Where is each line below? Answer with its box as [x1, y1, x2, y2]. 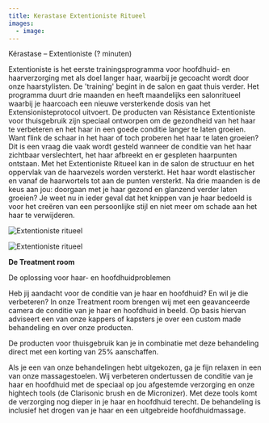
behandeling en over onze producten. [8, 323, 133, 333]
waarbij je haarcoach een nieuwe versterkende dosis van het [8, 98, 211, 109]
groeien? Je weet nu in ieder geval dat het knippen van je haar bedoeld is [8, 193, 253, 203]
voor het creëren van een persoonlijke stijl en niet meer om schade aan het [8, 202, 258, 211]
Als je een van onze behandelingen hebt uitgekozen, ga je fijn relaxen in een [8, 362, 262, 372]
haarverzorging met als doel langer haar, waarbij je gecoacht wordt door [8, 73, 250, 83]
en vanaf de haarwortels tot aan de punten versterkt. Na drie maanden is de [8, 176, 261, 186]
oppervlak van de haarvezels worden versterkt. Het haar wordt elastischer [8, 167, 256, 178]
